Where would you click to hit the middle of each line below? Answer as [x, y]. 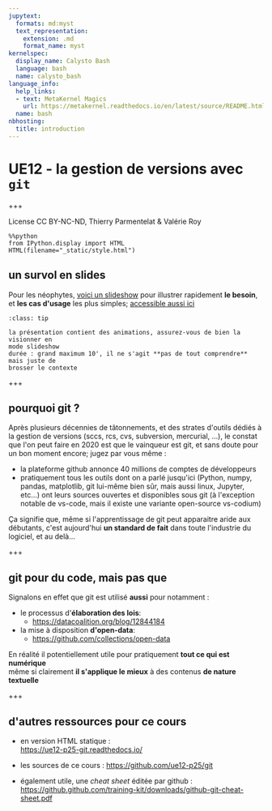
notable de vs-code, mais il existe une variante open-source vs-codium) [140, 504]
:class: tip [28, 318]
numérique [27, 663]
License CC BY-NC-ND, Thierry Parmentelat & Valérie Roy [105, 221]
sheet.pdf [36, 798]
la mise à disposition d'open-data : [78, 630]
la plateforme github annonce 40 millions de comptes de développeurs [138, 469]
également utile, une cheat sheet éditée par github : [106, 781]
